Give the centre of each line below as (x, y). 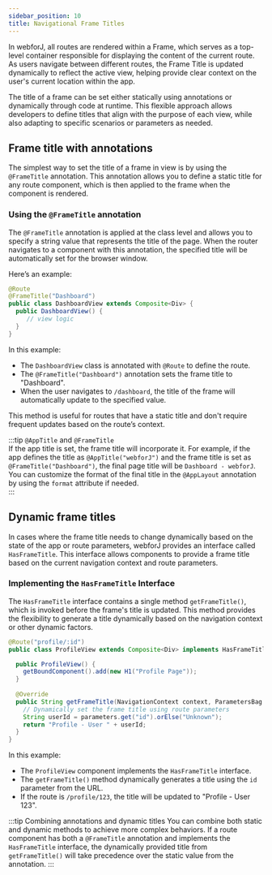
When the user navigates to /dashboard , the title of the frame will (127, 391)
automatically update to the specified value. (93, 399)
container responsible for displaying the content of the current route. (140, 55)
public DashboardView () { (59, 312)
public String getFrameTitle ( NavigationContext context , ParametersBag (139, 702)
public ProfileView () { (55, 664)
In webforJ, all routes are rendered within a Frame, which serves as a (123, 46)
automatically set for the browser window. (78, 258)
